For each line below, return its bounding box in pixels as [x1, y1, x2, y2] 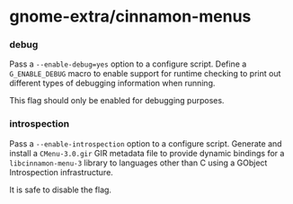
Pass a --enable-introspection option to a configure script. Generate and [9, 137, 282, 149]
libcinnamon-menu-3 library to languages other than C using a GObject [9, 157, 268, 168]
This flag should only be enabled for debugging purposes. [9, 95, 225, 106]
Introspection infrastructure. [9, 166, 114, 177]
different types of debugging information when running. [9, 78, 216, 89]
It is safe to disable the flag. [9, 184, 112, 195]
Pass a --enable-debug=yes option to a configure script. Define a [9, 58, 247, 69]
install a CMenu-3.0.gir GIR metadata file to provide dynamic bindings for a [9, 147, 285, 158]
